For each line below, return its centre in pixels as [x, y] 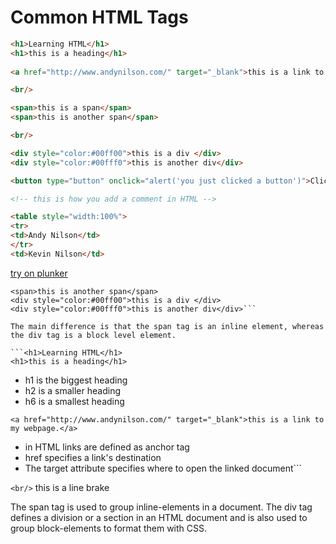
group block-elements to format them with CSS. [108, 528]
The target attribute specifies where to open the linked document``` [163, 468]
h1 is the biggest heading [76, 380]
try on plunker [39, 273]
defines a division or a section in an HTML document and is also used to [159, 517]
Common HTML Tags [99, 17]
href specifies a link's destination [93, 457]
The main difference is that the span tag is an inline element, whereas [167, 326]
